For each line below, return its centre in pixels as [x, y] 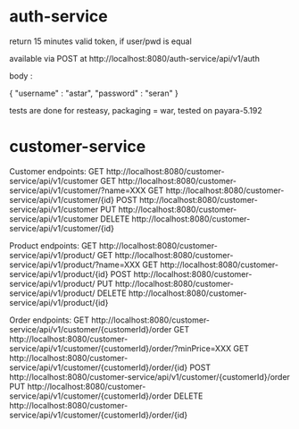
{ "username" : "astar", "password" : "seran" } [94, 93]
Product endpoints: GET [54, 245]
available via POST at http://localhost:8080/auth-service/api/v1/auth [135, 58]
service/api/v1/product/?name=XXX [75, 265]
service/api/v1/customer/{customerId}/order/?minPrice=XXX [120, 348]
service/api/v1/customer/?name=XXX [78, 190]
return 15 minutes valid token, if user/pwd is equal [100, 41]
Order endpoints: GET [50, 320]
